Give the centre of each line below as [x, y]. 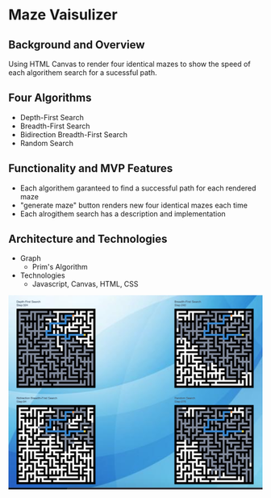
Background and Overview [77, 45]
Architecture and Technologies [88, 239]
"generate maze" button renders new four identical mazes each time [134, 205]
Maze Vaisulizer [63, 15]
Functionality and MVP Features [91, 168]
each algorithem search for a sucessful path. [83, 73]
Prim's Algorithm [60, 267]
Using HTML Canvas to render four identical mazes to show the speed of [130, 64]
